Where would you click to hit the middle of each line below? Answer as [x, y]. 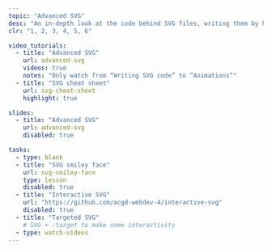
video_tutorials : [38, 45]
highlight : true [51, 98]
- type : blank [39, 157]
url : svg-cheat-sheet [59, 91]
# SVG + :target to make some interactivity [99, 225]
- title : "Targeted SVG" [57, 217]
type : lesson [45, 180]
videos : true [45, 68]
